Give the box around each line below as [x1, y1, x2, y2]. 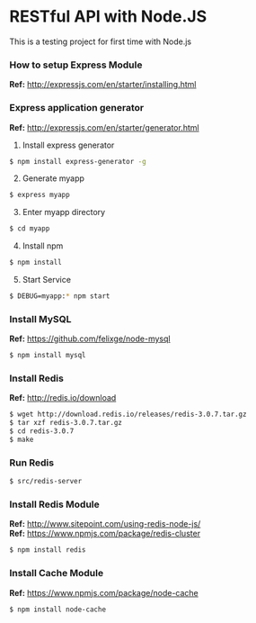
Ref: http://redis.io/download [9, 393, 117, 403]
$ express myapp [9, 191, 70, 200]
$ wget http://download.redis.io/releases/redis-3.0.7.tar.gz [9, 410, 247, 420]
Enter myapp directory [22, 207, 106, 218]
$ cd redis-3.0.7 [9, 427, 75, 436]
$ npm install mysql [9, 351, 87, 360]
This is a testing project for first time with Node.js [9, 36, 191, 47]
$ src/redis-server [9, 477, 83, 486]
